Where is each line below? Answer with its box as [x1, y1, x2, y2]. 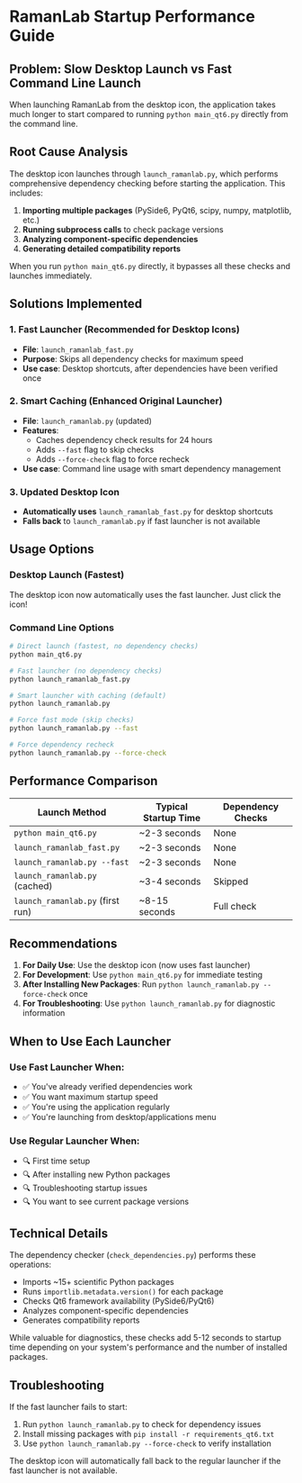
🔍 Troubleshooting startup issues [22, 1182, 148, 1194]
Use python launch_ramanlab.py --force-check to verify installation [22, 1438, 272, 1449]
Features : [22, 425, 59, 436]
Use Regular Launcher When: [9, 1135, 140, 1147]
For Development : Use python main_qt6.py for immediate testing [22, 970, 263, 981]
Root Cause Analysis [9, 144, 129, 159]
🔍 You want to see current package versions [22, 1196, 190, 1207]
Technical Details [9, 1225, 109, 1241]
